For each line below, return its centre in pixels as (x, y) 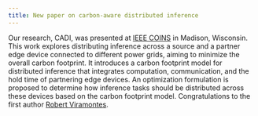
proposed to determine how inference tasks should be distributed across (126, 88)
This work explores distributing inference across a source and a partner (124, 46)
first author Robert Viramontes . (58, 104)
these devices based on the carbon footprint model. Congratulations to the (129, 96)
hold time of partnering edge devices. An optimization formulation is (119, 79)
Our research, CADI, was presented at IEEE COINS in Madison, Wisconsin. (128, 38)
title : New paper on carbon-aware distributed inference (103, 15)
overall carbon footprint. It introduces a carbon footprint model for (115, 63)
